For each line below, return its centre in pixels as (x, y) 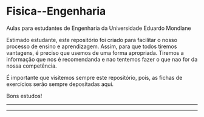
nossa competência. (32, 66)
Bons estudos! (24, 96)
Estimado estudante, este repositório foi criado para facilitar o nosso (92, 40)
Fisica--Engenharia (56, 11)
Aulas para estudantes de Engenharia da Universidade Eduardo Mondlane (99, 28)
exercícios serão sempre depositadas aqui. (60, 84)
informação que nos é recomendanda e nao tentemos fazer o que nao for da (102, 59)
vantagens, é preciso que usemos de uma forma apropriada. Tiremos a (95, 52)
